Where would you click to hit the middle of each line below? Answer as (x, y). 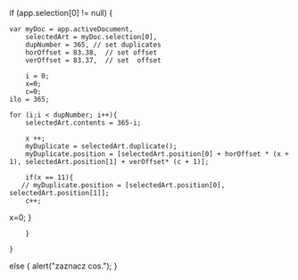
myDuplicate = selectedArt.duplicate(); (101, 146)
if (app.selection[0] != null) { (61, 13)
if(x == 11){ (50, 177)
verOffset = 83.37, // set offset (94, 61)
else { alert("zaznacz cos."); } (63, 266)
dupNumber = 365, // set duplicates (94, 45)
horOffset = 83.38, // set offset (91, 53)
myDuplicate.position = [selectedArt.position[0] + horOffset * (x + (157, 154)
